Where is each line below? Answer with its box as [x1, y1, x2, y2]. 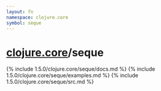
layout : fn [6, 8, 34, 15]
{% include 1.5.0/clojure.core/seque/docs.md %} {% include [6, 65, 156, 72]
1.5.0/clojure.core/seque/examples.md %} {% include [6, 72, 139, 79]
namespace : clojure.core [6, 14, 68, 20]
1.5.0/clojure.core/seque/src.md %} [6, 78, 94, 86]
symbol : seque [6, 20, 42, 26]
